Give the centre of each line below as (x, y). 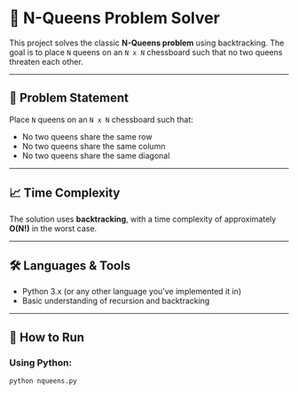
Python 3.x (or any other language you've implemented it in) (132, 292)
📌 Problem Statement (69, 98)
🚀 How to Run (47, 337)
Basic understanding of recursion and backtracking (116, 301)
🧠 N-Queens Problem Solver (114, 18)
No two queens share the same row (87, 136)
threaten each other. (47, 61)
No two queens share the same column (94, 146)
